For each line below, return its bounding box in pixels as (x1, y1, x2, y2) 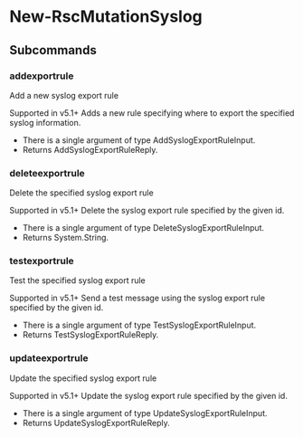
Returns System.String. (22, 233, 109, 243)
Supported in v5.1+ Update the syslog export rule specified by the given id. (9, 390, 288, 401)
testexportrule (9, 255, 74, 268)
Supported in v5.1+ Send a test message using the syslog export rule (9, 292, 265, 304)
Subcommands (9, 43, 97, 58)
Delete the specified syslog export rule (9, 187, 154, 198)
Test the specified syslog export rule (9, 275, 147, 286)
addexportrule (9, 70, 74, 82)
